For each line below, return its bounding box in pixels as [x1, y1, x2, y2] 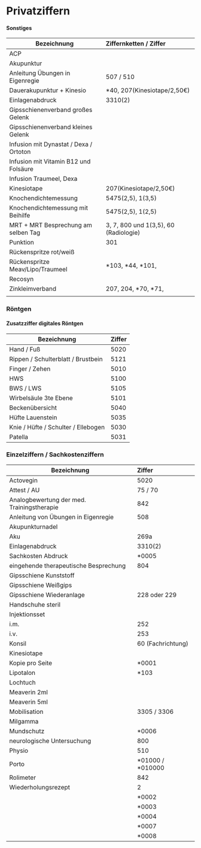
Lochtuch [9, 678, 36, 686]
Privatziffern [6, 4, 71, 18]
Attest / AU [9, 486, 40, 494]
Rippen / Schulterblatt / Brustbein [9, 355, 103, 363]
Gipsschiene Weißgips [9, 581, 72, 589]
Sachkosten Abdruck [9, 552, 68, 560]
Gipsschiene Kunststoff [9, 571, 75, 579]
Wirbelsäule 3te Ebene [9, 393, 73, 402]
